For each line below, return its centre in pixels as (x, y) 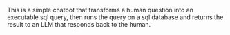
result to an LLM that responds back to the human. (79, 24)
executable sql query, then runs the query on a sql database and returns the (115, 17)
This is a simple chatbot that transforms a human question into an (100, 10)
